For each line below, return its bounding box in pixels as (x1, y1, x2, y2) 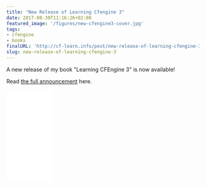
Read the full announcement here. (6, 77, 93, 85)
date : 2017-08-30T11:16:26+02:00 (6, 15, 92, 21)
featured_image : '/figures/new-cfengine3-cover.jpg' (6, 20, 144, 26)
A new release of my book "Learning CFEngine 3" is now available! (6, 66, 175, 73)
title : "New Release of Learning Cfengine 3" (6, 9, 124, 15)
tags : (6, 26, 20, 32)
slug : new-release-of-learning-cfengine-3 (6, 49, 116, 55)
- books (6, 37, 26, 44)
